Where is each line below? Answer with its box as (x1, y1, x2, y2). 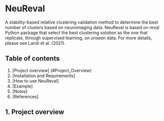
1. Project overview (5, 108, 65, 116)
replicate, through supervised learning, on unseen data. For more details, (5, 35, 152, 41)
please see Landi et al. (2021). (5, 40, 66, 46)
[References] (12, 93, 39, 99)
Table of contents (5, 55, 60, 63)
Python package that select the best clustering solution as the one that (5, 30, 148, 35)
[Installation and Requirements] (12, 72, 75, 79)
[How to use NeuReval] (12, 78, 59, 84)
